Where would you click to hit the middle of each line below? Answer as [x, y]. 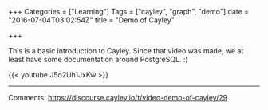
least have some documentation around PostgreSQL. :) [99, 59]
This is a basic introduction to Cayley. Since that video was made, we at [126, 51]
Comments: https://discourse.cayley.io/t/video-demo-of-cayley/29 [118, 98]
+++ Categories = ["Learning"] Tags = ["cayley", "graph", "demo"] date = [129, 12]
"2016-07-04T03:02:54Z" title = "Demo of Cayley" [92, 20]
